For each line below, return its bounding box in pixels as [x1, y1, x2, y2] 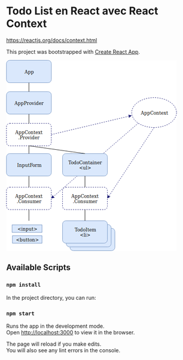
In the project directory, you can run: [6, 294, 96, 301]
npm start [6, 310, 35, 317]
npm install [6, 282, 41, 288]
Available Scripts [6, 263, 71, 273]
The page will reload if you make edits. [6, 340, 102, 347]
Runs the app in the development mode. [6, 322, 105, 330]
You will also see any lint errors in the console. [6, 346, 121, 353]
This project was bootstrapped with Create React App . [6, 48, 141, 55]
